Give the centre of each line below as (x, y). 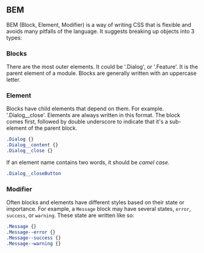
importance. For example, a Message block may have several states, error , (99, 209)
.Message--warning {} (34, 243)
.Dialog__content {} (33, 145)
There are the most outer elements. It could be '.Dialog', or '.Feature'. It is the (102, 67)
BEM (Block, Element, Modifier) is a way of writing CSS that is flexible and (99, 24)
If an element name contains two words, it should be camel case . (88, 162)
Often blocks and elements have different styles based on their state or (95, 202)
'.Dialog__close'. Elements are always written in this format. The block (93, 115)
